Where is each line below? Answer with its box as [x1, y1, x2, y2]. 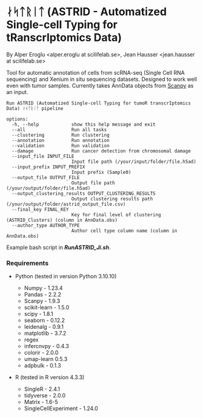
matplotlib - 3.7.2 [24, 330, 67, 337]
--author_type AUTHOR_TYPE [12, 222, 80, 228]
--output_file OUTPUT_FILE [12, 174, 80, 180]
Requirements [6, 259, 49, 267]
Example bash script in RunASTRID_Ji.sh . [6, 244, 111, 251]
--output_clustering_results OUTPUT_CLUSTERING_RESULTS [12, 190, 156, 196]
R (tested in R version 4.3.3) [15, 374, 85, 381]
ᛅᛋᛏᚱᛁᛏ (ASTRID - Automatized [6, 5, 167, 19]
